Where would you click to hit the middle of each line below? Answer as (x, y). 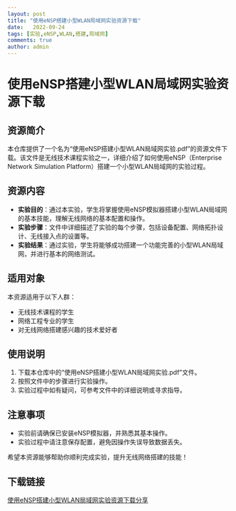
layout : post (27, 14)
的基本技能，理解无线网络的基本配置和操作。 (83, 218)
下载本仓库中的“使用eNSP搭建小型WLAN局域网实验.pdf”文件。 (109, 373)
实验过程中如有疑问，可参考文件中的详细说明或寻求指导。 (102, 390)
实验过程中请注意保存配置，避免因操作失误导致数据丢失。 (102, 442)
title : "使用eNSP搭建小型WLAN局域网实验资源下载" (74, 21)
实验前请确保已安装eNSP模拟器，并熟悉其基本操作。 (95, 433)
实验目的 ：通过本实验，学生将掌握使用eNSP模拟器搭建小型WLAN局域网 (122, 209)
